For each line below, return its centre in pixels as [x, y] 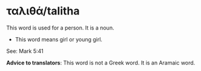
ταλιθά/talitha [43, 11]
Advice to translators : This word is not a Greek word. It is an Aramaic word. [101, 63]
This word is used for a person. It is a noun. [60, 28]
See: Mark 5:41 [25, 51]
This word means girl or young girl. [59, 39]
